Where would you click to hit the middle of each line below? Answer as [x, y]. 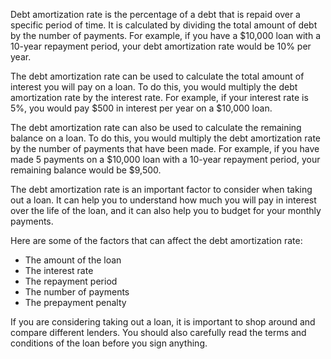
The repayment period [71, 281]
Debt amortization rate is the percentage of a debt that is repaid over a [155, 14]
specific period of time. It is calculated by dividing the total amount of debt [164, 25]
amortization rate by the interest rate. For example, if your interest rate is [159, 97]
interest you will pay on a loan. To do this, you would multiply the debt [154, 87]
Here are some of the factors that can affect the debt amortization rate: [156, 240]
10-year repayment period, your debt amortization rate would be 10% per [161, 46]
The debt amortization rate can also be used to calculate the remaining [156, 127]
